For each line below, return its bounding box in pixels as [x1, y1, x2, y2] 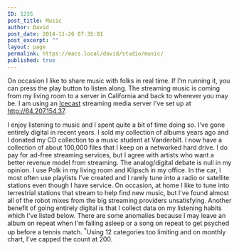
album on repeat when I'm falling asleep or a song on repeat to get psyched [7, 219, 230, 227]
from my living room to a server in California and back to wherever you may [7, 91, 229, 100]
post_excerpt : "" [7, 37, 59, 44]
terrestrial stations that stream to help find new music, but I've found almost [7, 188, 230, 197]
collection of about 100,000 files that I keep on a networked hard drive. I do [7, 143, 228, 152]
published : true [7, 57, 55, 64]
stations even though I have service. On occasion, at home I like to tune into [7, 181, 230, 189]
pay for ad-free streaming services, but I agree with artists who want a [7, 150, 215, 159]
